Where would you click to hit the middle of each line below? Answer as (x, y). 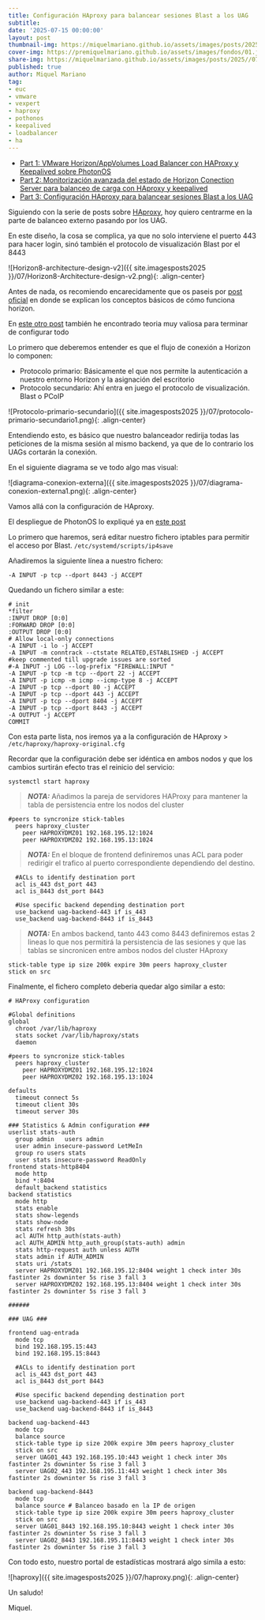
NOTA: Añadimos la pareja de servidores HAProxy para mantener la (138, 796)
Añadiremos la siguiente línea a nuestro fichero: (86, 560)
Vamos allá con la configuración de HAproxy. (81, 506)
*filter (21, 611)
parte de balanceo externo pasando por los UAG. (88, 220)
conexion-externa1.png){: (49, 491)
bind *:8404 (35, 1181)
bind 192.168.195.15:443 (56, 1347)
